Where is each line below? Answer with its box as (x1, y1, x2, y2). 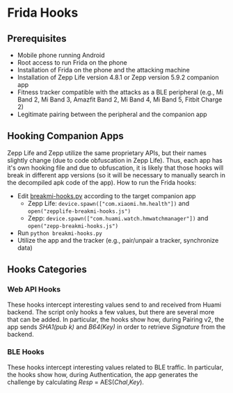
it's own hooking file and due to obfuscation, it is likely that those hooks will (7, 163, 224, 172)
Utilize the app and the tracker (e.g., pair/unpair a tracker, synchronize (17, 236, 219, 244)
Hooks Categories (7, 264, 87, 275)
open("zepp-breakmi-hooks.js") (27, 223, 119, 230)
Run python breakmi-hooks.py (17, 228, 102, 237)
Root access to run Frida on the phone (17, 58, 127, 67)
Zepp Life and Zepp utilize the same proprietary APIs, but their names (7, 148, 207, 157)
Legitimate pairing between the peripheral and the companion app (17, 110, 207, 118)
